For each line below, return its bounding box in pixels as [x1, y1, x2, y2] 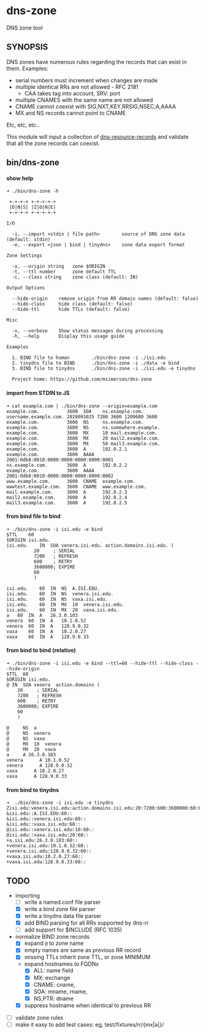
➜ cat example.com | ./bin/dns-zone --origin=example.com [6, 403, 158, 409]
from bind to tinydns [6, 786, 59, 793]
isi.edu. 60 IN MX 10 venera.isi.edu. [6, 601, 124, 608]
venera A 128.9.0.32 [6, 762, 72, 769]
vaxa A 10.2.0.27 [6, 767, 64, 774]
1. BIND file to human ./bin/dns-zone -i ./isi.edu [12, 354, 166, 361]
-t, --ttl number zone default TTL [12, 268, 116, 275]
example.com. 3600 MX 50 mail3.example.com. [6, 441, 161, 447]
